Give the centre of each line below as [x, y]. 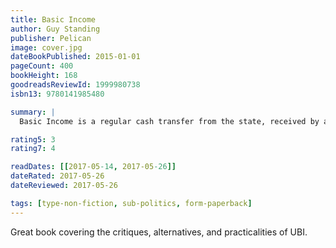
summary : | [33, 112]
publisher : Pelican [51, 38]
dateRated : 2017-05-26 [57, 176]
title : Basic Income [53, 19]
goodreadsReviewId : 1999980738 [75, 85]
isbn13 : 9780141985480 [57, 94]
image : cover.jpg [46, 47]
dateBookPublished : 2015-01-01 [75, 57]
